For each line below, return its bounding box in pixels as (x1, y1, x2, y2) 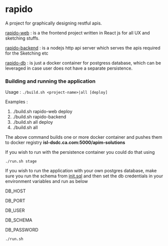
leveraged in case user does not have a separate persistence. (5, 65, 133, 71)
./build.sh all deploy (12, 119, 53, 125)
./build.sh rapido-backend (12, 114, 67, 120)
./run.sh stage (5, 159, 37, 164)
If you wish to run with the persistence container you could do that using (5, 149, 155, 155)
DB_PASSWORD (5, 227, 39, 233)
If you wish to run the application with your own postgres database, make (5, 168, 157, 174)
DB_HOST (5, 188, 26, 194)
